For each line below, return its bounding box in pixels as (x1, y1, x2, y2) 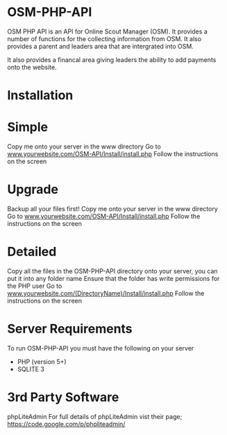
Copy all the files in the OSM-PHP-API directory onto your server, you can (7, 266, 218, 275)
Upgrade (7, 182, 59, 197)
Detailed (7, 244, 57, 260)
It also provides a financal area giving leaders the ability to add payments (7, 55, 217, 63)
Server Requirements (7, 321, 133, 337)
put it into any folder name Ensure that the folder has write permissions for (7, 274, 220, 282)
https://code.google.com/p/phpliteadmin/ (7, 420, 126, 428)
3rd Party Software (7, 390, 119, 405)
